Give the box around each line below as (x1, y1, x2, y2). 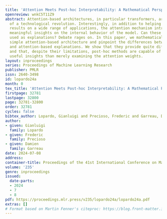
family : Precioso (9, 137, 46, 142)
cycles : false (5, 109, 35, 114)
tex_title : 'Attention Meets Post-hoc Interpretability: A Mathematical (5, 86, 159, 91)
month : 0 (5, 81, 23, 86)
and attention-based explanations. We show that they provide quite (9, 44, 155, 49)
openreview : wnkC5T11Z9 (5, 12, 55, 17)
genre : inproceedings (5, 169, 50, 174)
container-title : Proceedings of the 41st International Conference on (5, 160, 157, 165)
